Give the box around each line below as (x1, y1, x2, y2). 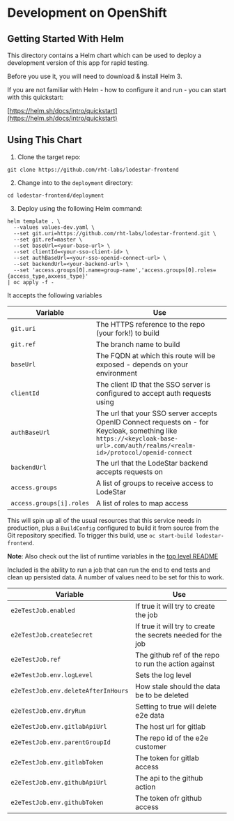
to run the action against (135, 658, 214, 668)
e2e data (135, 710, 165, 720)
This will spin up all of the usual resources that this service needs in (7, 516, 202, 524)
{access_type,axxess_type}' (7, 272, 89, 280)
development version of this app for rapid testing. (7, 59, 150, 67)
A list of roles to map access (96, 498, 189, 508)
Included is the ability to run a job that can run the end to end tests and (7, 565, 210, 574)
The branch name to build (96, 339, 180, 349)
